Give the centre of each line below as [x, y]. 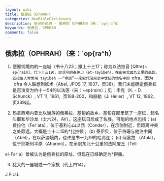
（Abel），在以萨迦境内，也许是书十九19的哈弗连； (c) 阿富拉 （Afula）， [85, 137]
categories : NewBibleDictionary [38, 19]
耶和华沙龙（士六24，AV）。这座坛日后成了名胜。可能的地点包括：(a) [86, 119]
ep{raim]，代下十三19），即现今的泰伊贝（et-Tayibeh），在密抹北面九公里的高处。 [85, 72]
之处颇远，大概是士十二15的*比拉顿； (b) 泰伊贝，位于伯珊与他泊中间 [82, 131]
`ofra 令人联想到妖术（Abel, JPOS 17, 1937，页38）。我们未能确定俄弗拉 [84, 84]
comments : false [22, 32]
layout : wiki [18, 10]
